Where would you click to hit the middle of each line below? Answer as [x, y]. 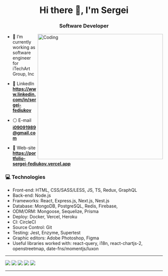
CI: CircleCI [24, 222]
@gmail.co [24, 133]
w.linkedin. [24, 94]
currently [22, 42]
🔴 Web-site [24, 148]
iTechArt [21, 69]
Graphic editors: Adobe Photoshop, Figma [55, 238]
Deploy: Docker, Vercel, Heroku [45, 216]
